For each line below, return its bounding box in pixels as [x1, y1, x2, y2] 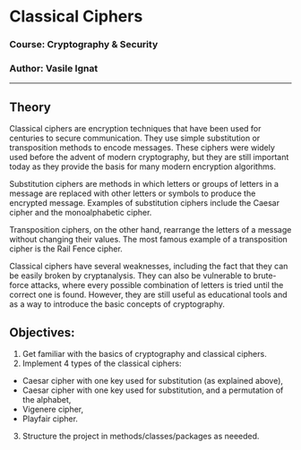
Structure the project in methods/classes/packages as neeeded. [21, 431, 260, 442]
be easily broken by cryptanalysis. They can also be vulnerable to [9, 270, 252, 281]
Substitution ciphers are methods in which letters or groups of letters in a [9, 179, 279, 190]
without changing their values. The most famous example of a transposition [9, 234, 288, 245]
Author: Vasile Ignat [9, 63, 99, 75]
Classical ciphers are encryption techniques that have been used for [9, 123, 262, 134]
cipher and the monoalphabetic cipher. [9, 208, 152, 218]
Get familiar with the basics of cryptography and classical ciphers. [21, 349, 267, 360]
